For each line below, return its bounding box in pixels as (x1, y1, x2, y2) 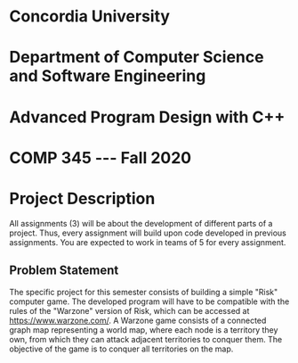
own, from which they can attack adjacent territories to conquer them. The (9, 334, 283, 344)
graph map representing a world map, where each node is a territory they (9, 324, 278, 335)
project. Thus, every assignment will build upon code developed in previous (9, 227, 286, 238)
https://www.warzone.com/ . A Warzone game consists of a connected (9, 315, 267, 326)
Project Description (9, 188, 156, 209)
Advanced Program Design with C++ (9, 107, 286, 127)
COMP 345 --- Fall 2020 (9, 147, 192, 168)
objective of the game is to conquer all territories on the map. (9, 343, 234, 354)
